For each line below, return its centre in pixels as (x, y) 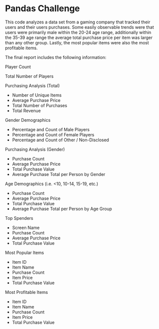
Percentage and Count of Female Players (53, 135)
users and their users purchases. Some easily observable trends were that (79, 27)
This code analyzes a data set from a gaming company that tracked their (78, 22)
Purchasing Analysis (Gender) (35, 149)
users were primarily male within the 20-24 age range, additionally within (78, 32)
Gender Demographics (28, 120)
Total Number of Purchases (39, 105)
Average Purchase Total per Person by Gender (59, 174)
